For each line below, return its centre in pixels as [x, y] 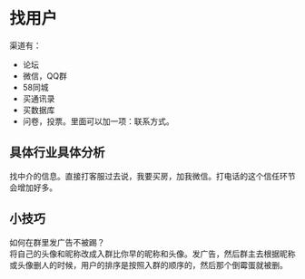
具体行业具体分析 [57, 153]
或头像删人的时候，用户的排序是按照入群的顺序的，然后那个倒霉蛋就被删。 [148, 265]
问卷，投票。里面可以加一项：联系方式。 [98, 121]
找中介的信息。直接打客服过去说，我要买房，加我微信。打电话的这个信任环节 [152, 176]
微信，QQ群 [45, 76]
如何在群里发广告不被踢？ [57, 242]
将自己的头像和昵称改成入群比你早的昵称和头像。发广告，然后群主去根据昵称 [152, 254]
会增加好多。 [33, 188]
